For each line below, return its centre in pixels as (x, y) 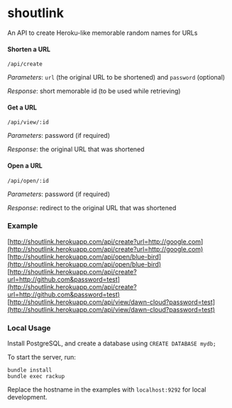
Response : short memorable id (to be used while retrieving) (94, 91)
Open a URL (25, 166)
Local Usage (29, 328)
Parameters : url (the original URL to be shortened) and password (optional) (116, 77)
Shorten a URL (29, 49)
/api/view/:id (28, 122)
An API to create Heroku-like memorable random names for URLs (103, 33)
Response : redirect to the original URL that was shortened (92, 208)
